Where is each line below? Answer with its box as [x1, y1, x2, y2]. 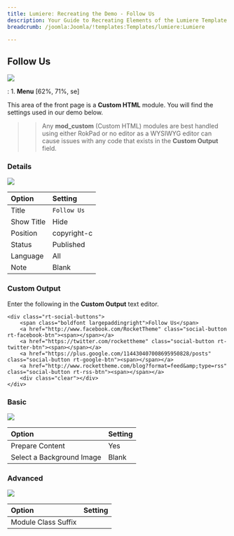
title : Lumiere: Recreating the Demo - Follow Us [7, 10, 156, 18]
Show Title [11, 217, 46, 227]
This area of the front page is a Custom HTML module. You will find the [7, 101, 214, 109]
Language [11, 251, 44, 261]
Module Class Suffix [11, 517, 77, 527]
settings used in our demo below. [7, 108, 104, 116]
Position [11, 229, 38, 239]
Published [52, 240, 85, 250]
